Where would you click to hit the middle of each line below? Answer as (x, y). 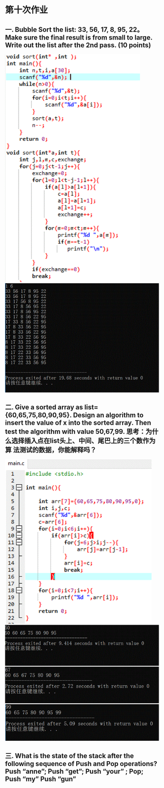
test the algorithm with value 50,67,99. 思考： (75, 431)
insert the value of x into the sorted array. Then (78, 423)
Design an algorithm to (108, 415)
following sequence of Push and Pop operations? (81, 764)
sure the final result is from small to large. (88, 37)
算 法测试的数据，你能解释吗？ (51, 450)
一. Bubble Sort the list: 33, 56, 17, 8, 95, (66, 30)
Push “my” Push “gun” (41, 779)
